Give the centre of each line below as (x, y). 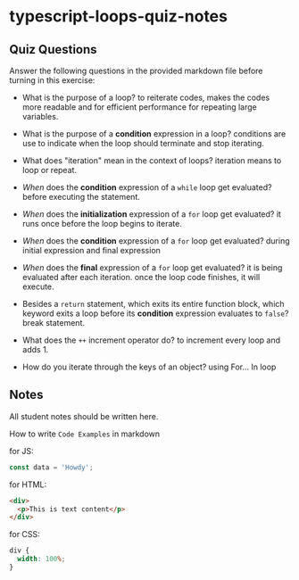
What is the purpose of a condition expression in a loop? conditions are (154, 134)
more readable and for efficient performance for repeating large (139, 107)
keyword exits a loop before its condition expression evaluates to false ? (155, 313)
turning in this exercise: (52, 80)
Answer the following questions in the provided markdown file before (136, 70)
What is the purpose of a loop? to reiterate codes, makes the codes (146, 97)
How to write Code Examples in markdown (85, 434)
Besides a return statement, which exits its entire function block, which (153, 304)
